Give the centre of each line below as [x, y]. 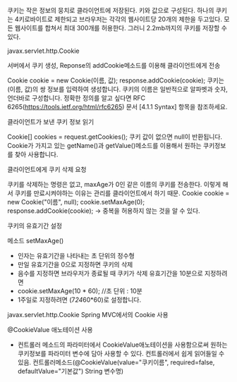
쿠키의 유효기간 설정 [35, 226]
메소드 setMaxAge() [36, 241]
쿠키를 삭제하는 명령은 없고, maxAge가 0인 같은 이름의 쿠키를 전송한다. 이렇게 [114, 184]
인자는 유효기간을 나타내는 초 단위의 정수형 [76, 255]
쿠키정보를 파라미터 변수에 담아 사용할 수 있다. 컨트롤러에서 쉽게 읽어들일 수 [121, 353]
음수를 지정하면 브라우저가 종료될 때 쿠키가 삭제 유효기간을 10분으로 [110, 273]
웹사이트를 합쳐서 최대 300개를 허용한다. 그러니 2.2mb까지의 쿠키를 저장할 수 [121, 28]
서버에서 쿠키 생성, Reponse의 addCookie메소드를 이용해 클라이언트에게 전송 [114, 65]
